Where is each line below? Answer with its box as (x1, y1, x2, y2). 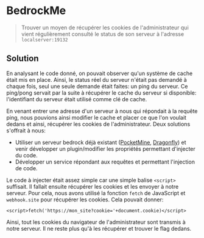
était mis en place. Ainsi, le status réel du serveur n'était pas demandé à (6, 76, 187, 83)
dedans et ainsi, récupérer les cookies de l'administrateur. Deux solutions (6, 120, 191, 128)
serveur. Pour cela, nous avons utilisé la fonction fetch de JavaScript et (6, 189, 186, 197)
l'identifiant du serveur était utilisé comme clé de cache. (6, 95, 147, 103)
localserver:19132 (21, 37, 68, 43)
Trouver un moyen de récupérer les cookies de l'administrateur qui (21, 24, 189, 31)
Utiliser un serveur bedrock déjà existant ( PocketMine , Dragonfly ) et (15, 139, 187, 146)
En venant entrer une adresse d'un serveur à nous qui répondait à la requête (6, 107, 198, 115)
